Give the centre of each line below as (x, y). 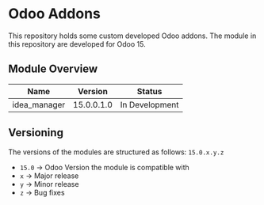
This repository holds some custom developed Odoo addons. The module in (132, 36)
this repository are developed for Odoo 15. (77, 44)
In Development (149, 104)
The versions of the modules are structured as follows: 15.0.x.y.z (116, 152)
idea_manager (39, 104)
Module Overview (53, 69)
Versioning (36, 133)
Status (149, 91)
